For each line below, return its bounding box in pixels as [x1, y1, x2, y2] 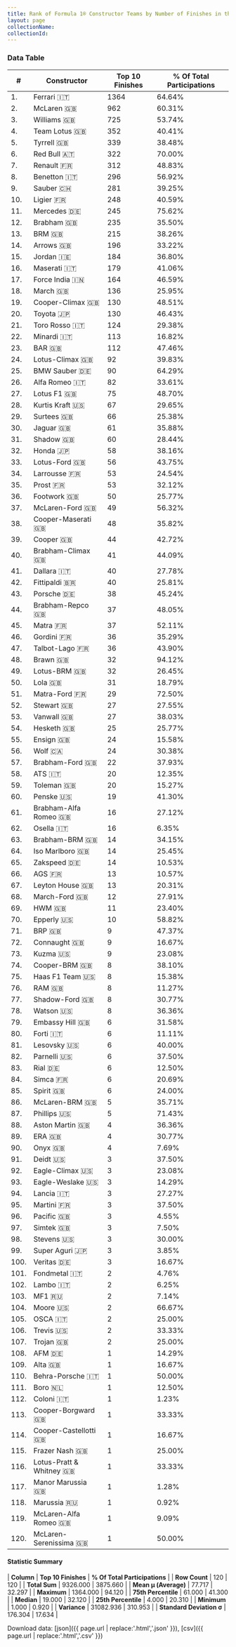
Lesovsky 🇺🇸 [33, 1040, 79, 1050]
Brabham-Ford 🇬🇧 [33, 757, 98, 767]
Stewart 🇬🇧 [33, 700, 74, 710]
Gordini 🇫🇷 [33, 631, 72, 641]
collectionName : [7, 23, 55, 30]
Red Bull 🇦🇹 [33, 149, 75, 159]
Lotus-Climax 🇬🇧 [33, 354, 93, 364]
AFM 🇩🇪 [33, 1348, 63, 1358]
